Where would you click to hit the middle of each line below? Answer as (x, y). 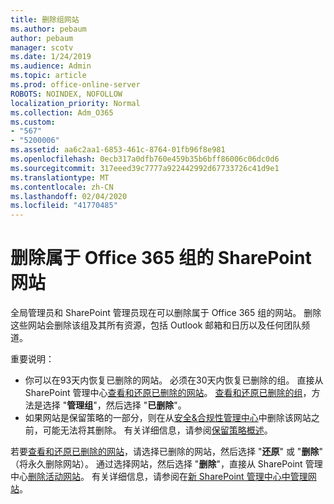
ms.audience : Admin (51, 66)
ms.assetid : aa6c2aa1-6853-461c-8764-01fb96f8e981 (118, 150)
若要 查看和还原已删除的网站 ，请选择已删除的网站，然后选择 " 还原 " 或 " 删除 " (166, 452)
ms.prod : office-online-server (75, 85)
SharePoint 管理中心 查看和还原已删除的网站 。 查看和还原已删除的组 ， (168, 393)
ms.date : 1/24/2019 (51, 57)
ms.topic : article (48, 76)
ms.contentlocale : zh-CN (62, 187)
